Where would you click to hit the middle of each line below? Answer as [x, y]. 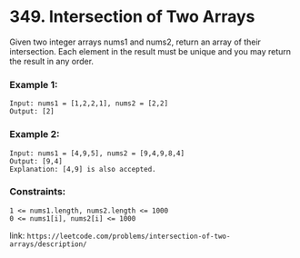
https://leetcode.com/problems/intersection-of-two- [129, 236]
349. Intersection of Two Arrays [132, 17]
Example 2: [35, 134]
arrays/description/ [49, 244]
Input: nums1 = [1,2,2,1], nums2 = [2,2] [89, 104]
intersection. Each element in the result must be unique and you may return [150, 51]
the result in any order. [51, 61]
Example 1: [34, 84]
